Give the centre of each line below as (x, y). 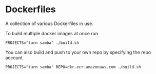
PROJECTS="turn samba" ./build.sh (42, 43)
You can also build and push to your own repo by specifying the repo (78, 52)
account (14, 58)
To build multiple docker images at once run (52, 33)
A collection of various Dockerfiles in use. (49, 23)
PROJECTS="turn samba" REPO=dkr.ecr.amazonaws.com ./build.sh (73, 67)
